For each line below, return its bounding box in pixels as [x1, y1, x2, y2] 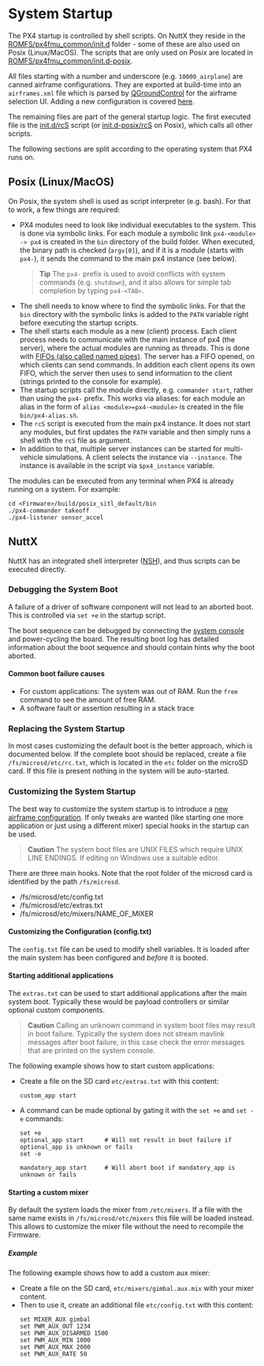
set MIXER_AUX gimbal [19, 1315, 91, 1324]
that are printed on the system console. [27, 1046, 155, 1055]
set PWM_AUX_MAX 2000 [19, 1343, 91, 1352]
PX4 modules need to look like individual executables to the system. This [19, 220, 256, 229]
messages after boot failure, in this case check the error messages [27, 1037, 245, 1047]
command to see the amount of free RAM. [19, 695, 156, 704]
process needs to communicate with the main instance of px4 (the [19, 334, 236, 344]
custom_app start [19, 1092, 77, 1100]
